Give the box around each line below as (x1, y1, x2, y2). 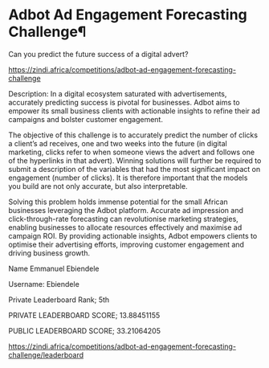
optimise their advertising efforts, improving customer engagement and (8, 239, 245, 249)
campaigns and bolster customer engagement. (8, 114, 163, 124)
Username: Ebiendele (8, 279, 80, 288)
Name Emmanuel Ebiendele (8, 264, 100, 273)
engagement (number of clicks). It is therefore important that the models (8, 173, 248, 182)
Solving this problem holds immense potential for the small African (8, 197, 229, 206)
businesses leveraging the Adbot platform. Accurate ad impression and (8, 205, 243, 215)
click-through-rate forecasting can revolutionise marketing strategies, (8, 214, 238, 223)
